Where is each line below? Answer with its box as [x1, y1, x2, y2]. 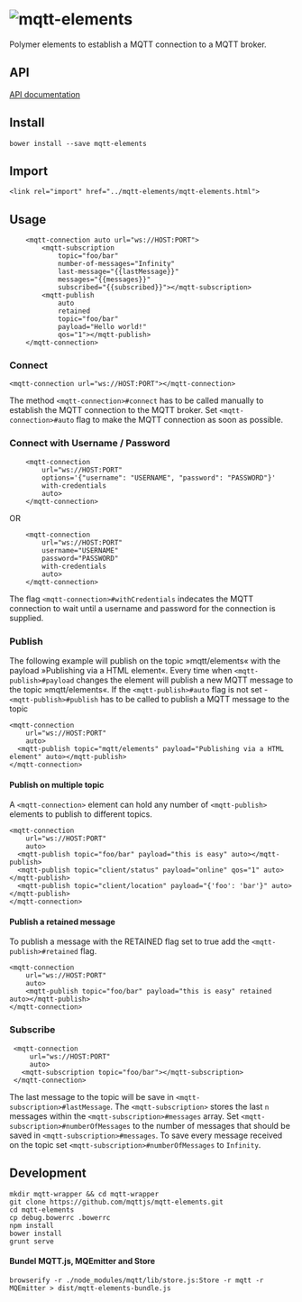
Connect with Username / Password [9, 437, 170, 450]
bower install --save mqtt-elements [9, 139, 147, 148]
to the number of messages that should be [132, 1120, 291, 1131]
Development [9, 1166, 87, 1181]
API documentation [9, 88, 81, 99]
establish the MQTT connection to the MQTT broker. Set [9, 405, 218, 416]
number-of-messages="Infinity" [57, 260, 176, 269]
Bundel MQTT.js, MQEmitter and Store [9, 1256, 156, 1267]
